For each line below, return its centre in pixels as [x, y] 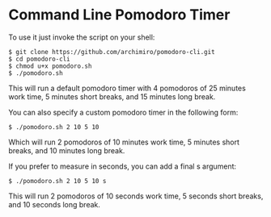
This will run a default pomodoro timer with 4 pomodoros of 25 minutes [127, 88]
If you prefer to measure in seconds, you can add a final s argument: [123, 166]
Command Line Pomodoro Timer [119, 15]
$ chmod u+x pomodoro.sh [50, 66]
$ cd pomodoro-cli [39, 59]
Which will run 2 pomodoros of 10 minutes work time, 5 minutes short [124, 142]
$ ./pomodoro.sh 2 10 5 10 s [57, 181]
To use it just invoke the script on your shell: [82, 37]
